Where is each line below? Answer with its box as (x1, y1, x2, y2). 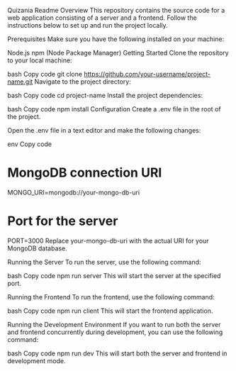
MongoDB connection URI (7, 165, 162, 181)
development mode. (7, 356, 66, 365)
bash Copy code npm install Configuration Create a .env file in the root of (7, 105, 221, 113)
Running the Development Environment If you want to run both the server (7, 320, 221, 328)
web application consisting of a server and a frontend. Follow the (7, 13, 197, 22)
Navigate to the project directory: (34, 77, 131, 86)
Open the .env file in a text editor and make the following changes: (7, 126, 201, 134)
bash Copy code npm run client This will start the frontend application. (7, 306, 213, 315)
